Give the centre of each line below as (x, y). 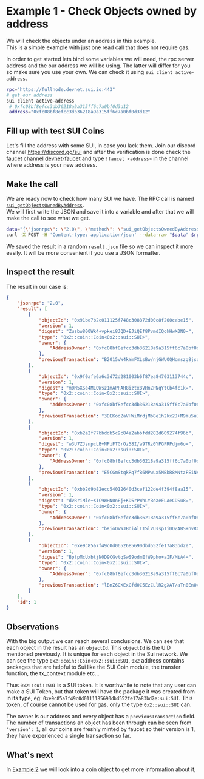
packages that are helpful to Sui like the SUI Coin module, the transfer (93, 667)
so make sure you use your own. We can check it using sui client (90, 72)
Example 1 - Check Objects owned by (102, 11)
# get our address (29, 95)
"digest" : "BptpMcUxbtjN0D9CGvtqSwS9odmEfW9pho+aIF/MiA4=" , (116, 557)
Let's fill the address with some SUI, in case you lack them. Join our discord (101, 146)
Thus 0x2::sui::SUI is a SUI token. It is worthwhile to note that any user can (101, 685)
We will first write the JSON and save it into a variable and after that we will (100, 211)
